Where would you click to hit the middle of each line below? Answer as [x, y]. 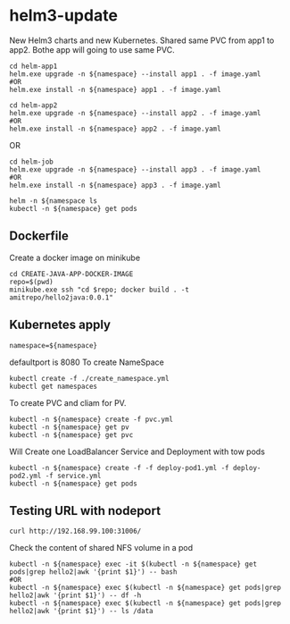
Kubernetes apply [60, 325]
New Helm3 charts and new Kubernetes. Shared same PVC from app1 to [142, 40]
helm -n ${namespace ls [54, 201]
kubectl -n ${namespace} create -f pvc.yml [91, 419]
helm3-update [64, 16]
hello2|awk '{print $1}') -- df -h [75, 595]
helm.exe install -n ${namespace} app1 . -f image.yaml [115, 89]
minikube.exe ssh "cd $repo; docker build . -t [99, 290]
